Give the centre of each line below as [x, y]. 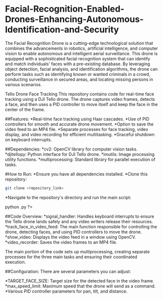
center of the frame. [25, 109]
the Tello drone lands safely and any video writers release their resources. [79, 221]
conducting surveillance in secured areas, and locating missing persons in [79, 79]
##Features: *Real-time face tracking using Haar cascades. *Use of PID [77, 119]
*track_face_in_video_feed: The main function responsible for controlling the [81, 226]
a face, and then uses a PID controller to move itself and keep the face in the [81, 104]
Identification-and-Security [62, 30]
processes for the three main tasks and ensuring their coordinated [71, 257]
